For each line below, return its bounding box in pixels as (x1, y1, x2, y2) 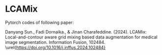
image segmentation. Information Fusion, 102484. (5, 39, 106, 45)
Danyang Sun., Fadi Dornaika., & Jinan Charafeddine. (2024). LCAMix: (5, 29, 147, 35)
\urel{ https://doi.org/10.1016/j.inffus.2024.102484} (5, 44, 106, 50)
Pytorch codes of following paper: (5, 19, 74, 25)
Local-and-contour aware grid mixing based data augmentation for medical (5, 34, 158, 40)
